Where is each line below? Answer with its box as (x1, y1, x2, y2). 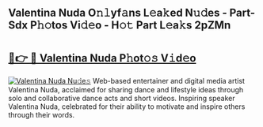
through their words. (8, 110, 75, 119)
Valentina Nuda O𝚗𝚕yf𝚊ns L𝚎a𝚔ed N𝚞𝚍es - (8, 6, 227, 20)
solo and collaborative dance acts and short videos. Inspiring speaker (8, 94, 235, 103)
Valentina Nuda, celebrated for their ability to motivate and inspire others (8, 102, 246, 111)
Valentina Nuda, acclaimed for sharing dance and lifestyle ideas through (8, 85, 244, 94)
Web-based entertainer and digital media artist (92, 77, 246, 85)
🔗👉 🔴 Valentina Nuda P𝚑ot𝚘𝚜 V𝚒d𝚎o (8, 51, 196, 65)
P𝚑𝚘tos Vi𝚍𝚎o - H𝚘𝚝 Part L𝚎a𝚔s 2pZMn (30, 19, 231, 32)
